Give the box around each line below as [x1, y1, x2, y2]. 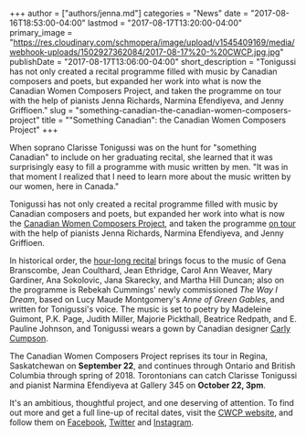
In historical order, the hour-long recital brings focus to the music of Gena [9, 255, 287, 266]
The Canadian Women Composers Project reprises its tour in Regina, [9, 351, 268, 361]
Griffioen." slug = [9, 105, 74, 115]
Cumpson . [9, 333, 48, 344]
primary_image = [9, 27, 73, 37]
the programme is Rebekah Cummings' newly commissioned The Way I [9, 284, 279, 295]
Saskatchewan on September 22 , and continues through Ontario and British [9, 360, 296, 371]
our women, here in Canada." [9, 181, 120, 191]
